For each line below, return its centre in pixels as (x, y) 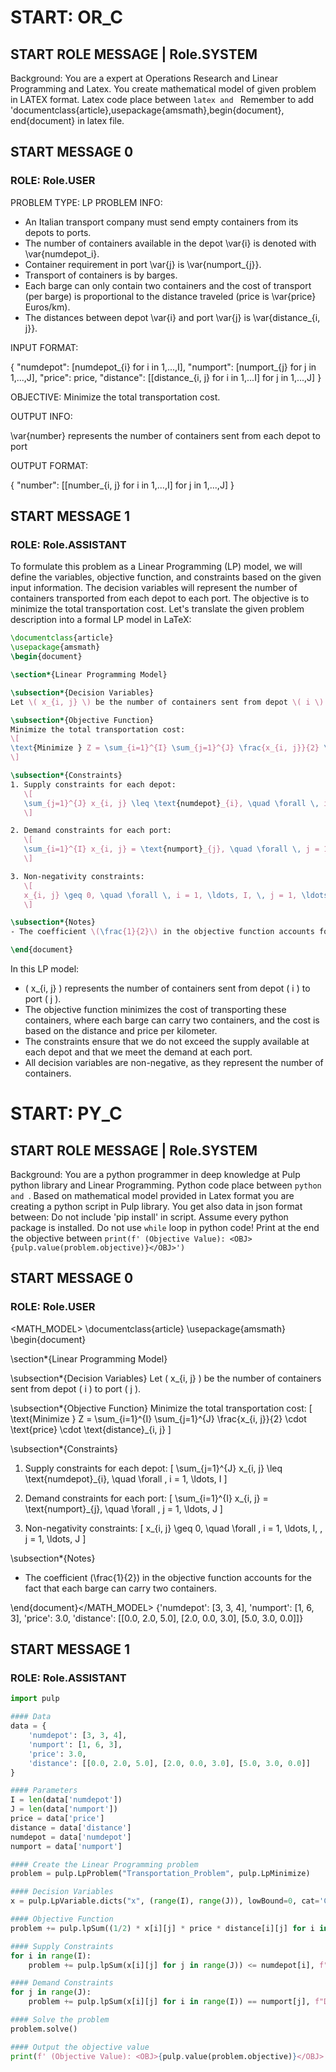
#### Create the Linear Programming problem (104, 1864)
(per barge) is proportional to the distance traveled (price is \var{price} (170, 296)
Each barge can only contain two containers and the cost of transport (168, 285)
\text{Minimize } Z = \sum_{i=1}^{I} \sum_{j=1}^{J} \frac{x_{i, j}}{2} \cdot (158, 1418)
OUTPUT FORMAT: (49, 465)
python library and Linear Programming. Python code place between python (166, 1185)
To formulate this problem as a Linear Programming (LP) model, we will (156, 567)
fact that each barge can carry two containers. (121, 1588)
